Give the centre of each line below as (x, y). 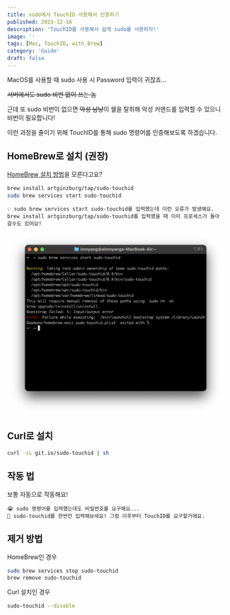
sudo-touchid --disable (41, 606)
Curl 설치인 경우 (29, 592)
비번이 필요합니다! (31, 117)
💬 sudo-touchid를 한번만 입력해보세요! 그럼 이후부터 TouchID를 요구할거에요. (106, 516)
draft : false (26, 59)
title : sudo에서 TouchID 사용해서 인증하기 (63, 15)
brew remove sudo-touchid (44, 578)
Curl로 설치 (30, 436)
